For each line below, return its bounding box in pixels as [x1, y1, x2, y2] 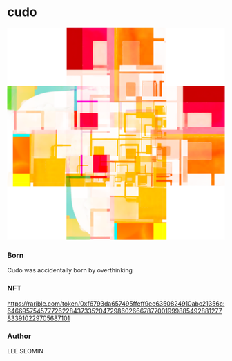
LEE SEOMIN [7, 347, 43, 355]
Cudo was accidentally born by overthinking [7, 266, 133, 275]
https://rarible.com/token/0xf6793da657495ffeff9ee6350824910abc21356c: [7, 299, 225, 308]
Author [7, 331, 32, 341]
